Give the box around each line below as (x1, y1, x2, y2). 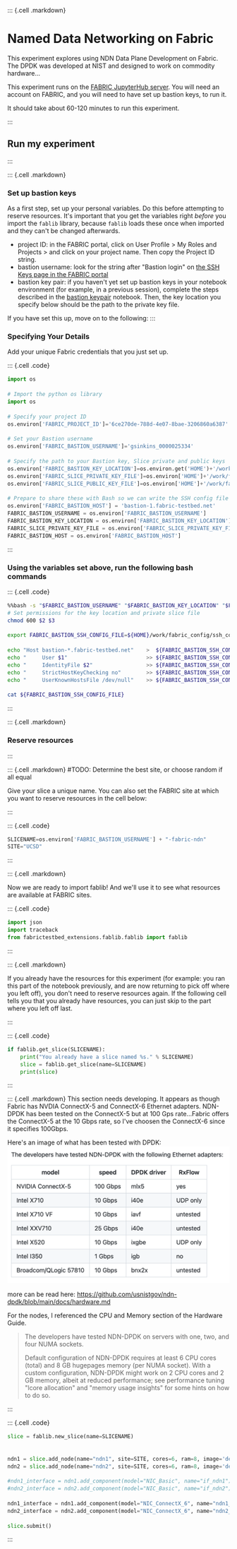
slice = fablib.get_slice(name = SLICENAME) (20, 1060, 147, 1068)
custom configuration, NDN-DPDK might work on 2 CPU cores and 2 (24, 1369, 224, 1377)
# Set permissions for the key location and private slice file (7, 609, 200, 616)
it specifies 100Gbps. (7, 1125, 68, 1133)
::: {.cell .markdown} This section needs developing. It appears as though (7, 1094, 220, 1104)
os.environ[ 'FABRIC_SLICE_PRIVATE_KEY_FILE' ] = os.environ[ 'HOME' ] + (7, 472, 207, 479)
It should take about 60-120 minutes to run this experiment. (7, 104, 180, 112)
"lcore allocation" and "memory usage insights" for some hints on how (24, 1384, 230, 1392)
